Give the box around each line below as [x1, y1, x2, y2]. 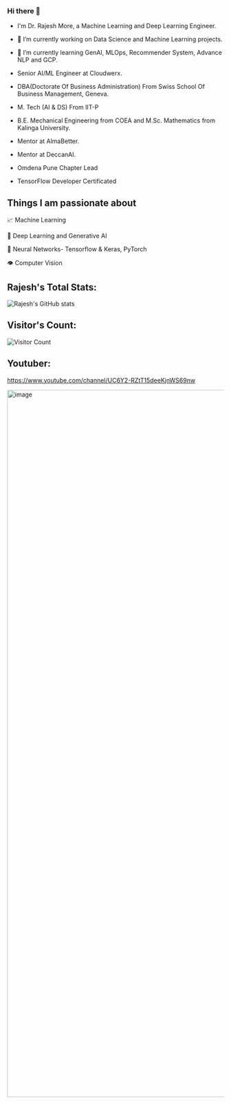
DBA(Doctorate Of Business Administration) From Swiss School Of [16, 83, 205, 91]
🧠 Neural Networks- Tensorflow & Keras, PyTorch [7, 245, 147, 253]
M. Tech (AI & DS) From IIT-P [16, 103, 99, 112]
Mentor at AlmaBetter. [16, 137, 80, 145]
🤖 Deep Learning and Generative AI [7, 232, 107, 240]
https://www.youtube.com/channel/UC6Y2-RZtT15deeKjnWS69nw [7, 376, 196, 384]
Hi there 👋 [7, 6, 41, 16]
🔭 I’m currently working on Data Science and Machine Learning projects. [16, 35, 223, 43]
